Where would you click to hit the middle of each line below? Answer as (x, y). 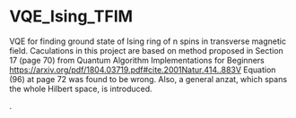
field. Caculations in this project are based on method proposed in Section (147, 50)
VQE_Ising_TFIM (71, 17)
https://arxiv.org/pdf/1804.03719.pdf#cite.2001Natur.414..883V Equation (143, 70)
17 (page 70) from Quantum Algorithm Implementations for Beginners (137, 60)
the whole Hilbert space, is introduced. (81, 88)
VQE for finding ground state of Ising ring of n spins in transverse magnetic (148, 41)
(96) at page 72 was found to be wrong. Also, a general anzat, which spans (148, 79)
